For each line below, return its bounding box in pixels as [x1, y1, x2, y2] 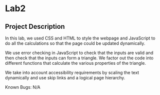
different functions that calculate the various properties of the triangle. [5, 60, 146, 66]
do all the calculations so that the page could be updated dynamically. [5, 40, 145, 46]
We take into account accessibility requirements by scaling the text [5, 70, 140, 76]
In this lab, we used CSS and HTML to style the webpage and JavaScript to [5, 35, 156, 41]
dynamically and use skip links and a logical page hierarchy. [5, 75, 125, 80]
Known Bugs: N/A [5, 84, 40, 90]
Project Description [5, 22, 65, 31]
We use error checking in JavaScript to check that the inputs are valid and [5, 50, 154, 56]
